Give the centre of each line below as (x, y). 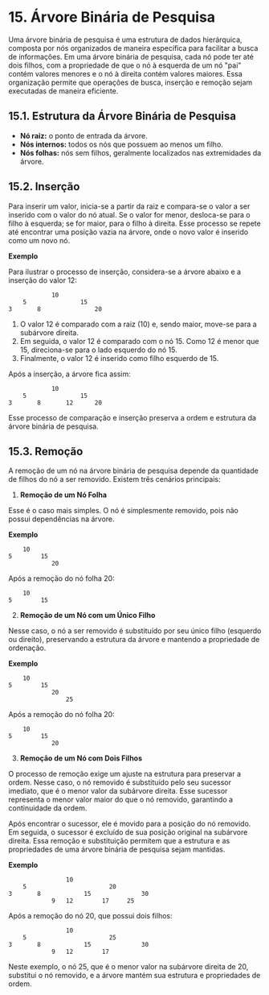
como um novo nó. (39, 240)
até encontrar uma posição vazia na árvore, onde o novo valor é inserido (128, 232)
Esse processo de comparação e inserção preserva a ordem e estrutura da (132, 417)
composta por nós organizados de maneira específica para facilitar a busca (133, 48)
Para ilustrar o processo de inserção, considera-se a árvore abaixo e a (125, 272)
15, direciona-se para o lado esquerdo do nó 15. (99, 350)
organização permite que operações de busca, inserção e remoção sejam (130, 82)
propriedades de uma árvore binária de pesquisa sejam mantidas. (117, 849)
